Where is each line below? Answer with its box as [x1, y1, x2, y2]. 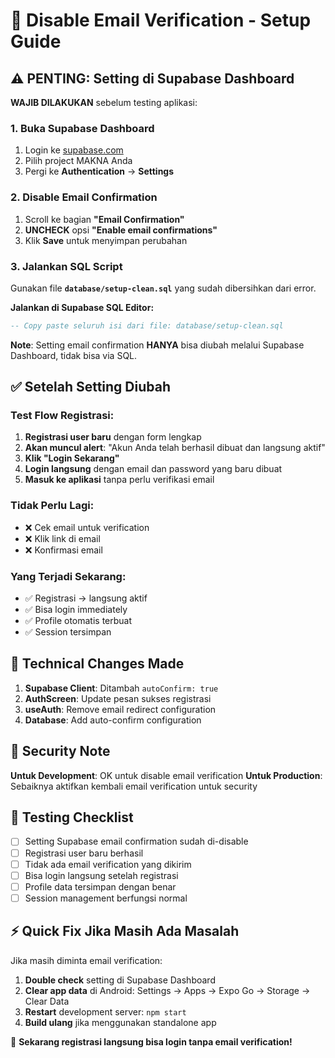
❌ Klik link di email [24, 532, 101, 544]
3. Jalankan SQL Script [10, 259, 123, 273]
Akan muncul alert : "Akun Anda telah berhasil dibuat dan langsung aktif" [24, 442, 326, 454]
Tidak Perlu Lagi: [10, 499, 95, 513]
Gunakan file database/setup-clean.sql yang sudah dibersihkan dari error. [10, 282, 317, 294]
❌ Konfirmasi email [24, 544, 103, 556]
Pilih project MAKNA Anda [24, 155, 133, 167]
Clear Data [24, 995, 70, 1007]
